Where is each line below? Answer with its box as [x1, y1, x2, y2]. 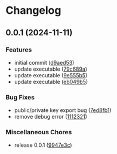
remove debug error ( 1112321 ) [14, 113, 88, 120]
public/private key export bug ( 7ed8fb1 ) [14, 107, 112, 114]
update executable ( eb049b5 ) [14, 78, 88, 85]
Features [5, 46, 32, 54]
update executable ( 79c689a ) [14, 65, 88, 73]
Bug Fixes [5, 93, 35, 101]
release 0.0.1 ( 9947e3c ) [14, 141, 72, 149]
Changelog [5, 4, 61, 17]
